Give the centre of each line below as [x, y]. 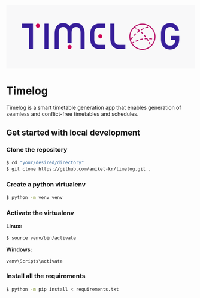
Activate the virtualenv [40, 213]
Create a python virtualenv [46, 185]
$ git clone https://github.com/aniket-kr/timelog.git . [79, 169]
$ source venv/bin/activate [41, 238]
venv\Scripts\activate [34, 261]
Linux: [14, 226]
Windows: [19, 249]
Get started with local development [73, 133]
